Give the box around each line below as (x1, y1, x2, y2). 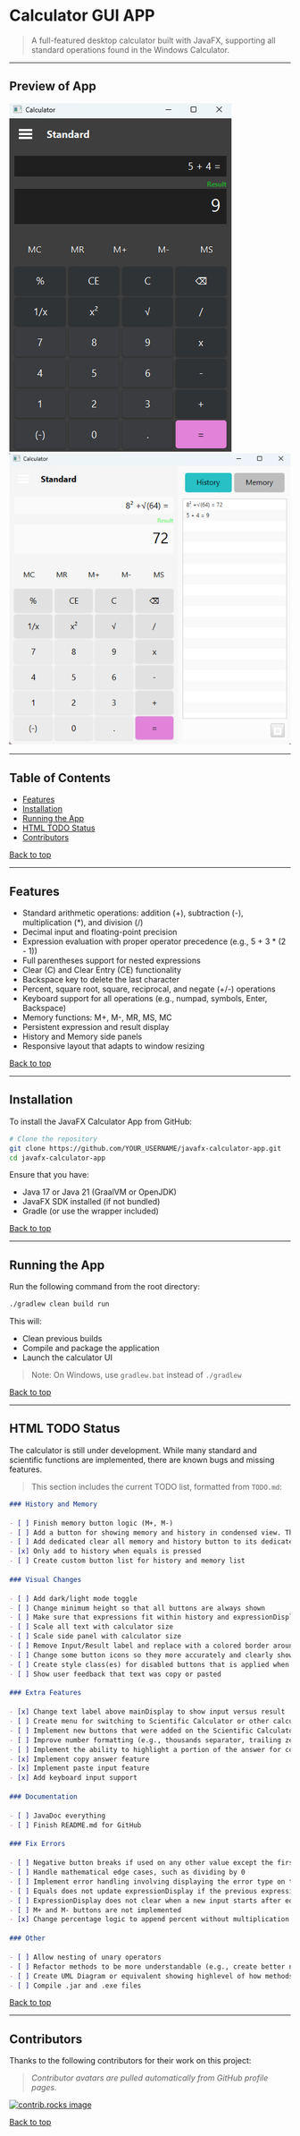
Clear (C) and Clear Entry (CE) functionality (21, 964, 181, 975)
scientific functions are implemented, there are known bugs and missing (9, 1454, 275, 1465)
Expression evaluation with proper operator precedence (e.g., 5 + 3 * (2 (21, 936, 287, 947)
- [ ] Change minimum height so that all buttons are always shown (9, 1604, 266, 1613)
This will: (9, 1316, 42, 1327)
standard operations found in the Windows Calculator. (30, 44, 230, 55)
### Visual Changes (9, 1575, 82, 1584)
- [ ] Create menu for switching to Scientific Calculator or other (9, 1717, 270, 1726)
